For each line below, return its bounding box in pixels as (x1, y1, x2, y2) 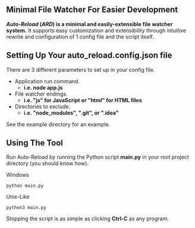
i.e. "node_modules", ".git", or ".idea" (23, 109, 119, 116)
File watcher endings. (14, 90, 68, 97)
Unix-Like (6, 193, 30, 201)
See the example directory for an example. (6, 121, 111, 128)
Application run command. (14, 77, 80, 85)
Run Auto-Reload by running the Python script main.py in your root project (6, 154, 189, 161)
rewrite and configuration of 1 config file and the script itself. (6, 33, 155, 40)
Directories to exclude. (14, 103, 70, 110)
